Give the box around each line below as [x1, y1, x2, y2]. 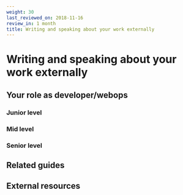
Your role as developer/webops [6, 90, 129, 100]
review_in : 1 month [6, 20, 56, 26]
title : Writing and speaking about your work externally [6, 26, 155, 32]
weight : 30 [6, 9, 34, 15]
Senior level [6, 141, 43, 150]
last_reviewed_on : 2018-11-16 [6, 15, 84, 21]
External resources [6, 181, 81, 191]
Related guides [6, 160, 65, 170]
